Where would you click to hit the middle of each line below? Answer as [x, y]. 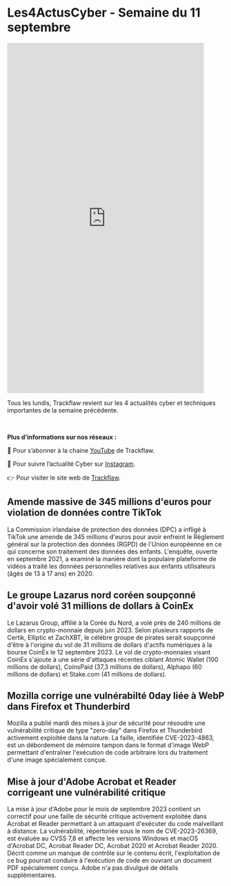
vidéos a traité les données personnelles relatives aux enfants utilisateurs [111, 566]
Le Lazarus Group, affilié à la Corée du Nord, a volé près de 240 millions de [114, 623]
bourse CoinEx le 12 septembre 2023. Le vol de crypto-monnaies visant [109, 652]
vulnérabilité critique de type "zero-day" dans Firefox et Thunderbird [105, 731]
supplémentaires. [32, 875]
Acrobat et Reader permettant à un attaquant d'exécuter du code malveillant [115, 824]
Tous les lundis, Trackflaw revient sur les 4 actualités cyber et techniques [111, 403]
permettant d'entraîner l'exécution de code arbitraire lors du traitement [108, 753]
